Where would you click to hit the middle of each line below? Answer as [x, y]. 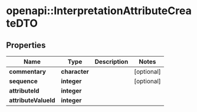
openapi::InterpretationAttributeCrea [99, 11]
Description [111, 62]
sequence [23, 81]
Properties [26, 45]
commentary [27, 72]
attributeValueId [32, 100]
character [75, 72]
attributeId [24, 91]
